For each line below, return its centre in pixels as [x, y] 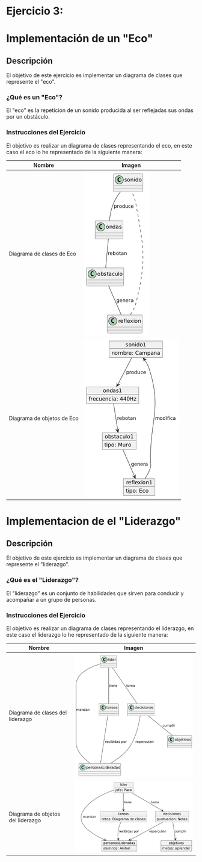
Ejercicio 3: [35, 11]
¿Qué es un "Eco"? [35, 98]
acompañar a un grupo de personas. [51, 599]
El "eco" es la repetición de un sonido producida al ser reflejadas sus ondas [100, 110]
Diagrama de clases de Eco [42, 254]
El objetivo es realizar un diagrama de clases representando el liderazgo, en [100, 628]
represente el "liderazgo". [38, 564]
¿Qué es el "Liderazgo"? [43, 580]
